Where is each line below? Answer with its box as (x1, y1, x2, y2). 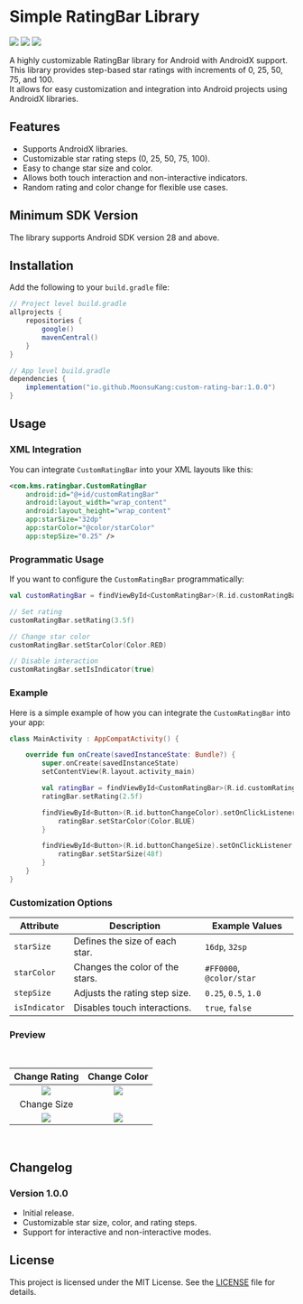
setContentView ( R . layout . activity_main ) (41, 768, 196, 777)
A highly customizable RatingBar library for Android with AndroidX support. (9, 54, 289, 65)
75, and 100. (9, 74, 55, 85)
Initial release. (22, 1207, 75, 1218)
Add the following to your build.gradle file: (9, 282, 170, 293)
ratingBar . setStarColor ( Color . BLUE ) (57, 816, 196, 825)
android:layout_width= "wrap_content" (25, 498, 168, 508)
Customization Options (9, 896, 113, 908)
